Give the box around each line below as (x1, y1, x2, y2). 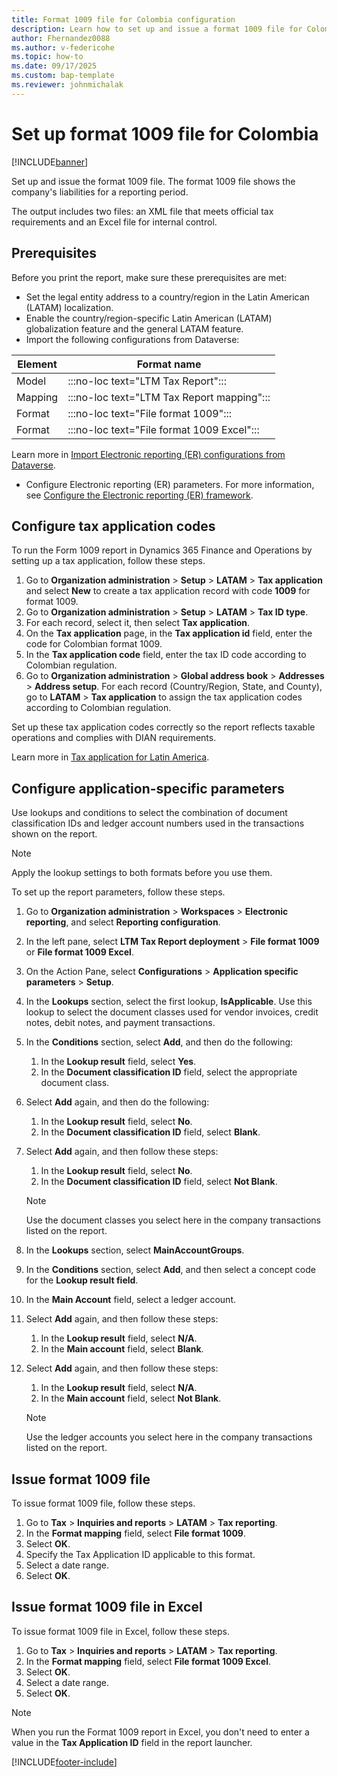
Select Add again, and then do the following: (25, 1096, 210, 1108)
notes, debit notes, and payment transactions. (25, 1017, 216, 1029)
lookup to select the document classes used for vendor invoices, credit (25, 1006, 319, 1018)
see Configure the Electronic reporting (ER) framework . (25, 489, 254, 501)
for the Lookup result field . (25, 1274, 139, 1286)
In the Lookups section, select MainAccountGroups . (25, 1244, 245, 1256)
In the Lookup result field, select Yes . (40, 1056, 197, 1068)
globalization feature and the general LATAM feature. (25, 322, 244, 335)
